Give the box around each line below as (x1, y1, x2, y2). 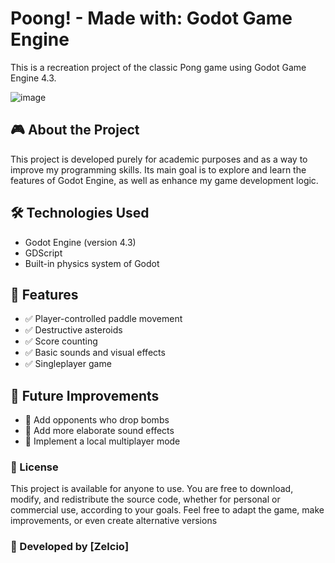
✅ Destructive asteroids (24, 324, 123, 336)
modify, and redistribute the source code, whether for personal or (10, 493, 281, 506)
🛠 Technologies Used (10, 205, 150, 222)
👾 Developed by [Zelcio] (10, 540, 130, 554)
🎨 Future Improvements (10, 387, 160, 404)
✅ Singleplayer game (24, 358, 112, 370)
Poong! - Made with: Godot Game (10, 7, 293, 30)
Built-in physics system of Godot (24, 257, 160, 269)
